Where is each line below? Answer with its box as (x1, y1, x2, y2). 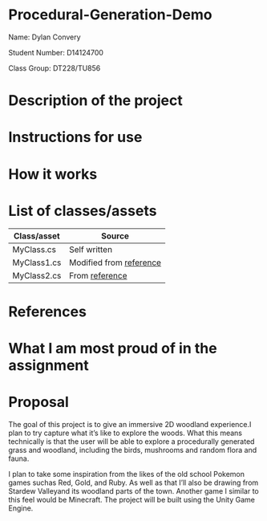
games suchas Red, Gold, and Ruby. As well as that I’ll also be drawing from (8, 478, 259, 487)
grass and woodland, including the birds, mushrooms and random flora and (8, 445, 257, 454)
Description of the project (8, 92, 183, 110)
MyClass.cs (12, 244, 56, 255)
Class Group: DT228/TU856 (8, 63, 101, 73)
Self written (69, 244, 113, 255)
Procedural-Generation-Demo (8, 6, 212, 24)
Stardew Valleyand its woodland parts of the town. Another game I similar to (8, 486, 259, 495)
